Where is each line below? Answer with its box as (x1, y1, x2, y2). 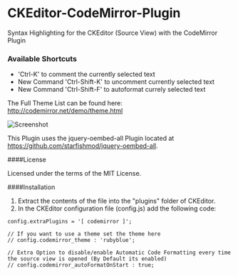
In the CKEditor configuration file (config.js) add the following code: (17, 204, 217, 213)
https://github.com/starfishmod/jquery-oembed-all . (7, 142, 158, 150)
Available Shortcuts (7, 53, 77, 63)
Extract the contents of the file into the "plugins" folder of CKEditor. (17, 197, 216, 206)
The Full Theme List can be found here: (7, 99, 123, 107)
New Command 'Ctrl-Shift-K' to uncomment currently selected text (17, 78, 215, 86)
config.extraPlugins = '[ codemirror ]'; (7, 218, 133, 225)
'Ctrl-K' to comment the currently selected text (17, 70, 155, 79)
